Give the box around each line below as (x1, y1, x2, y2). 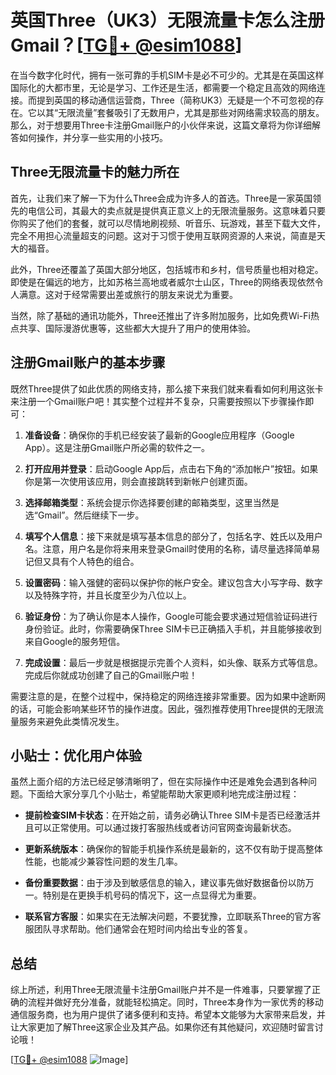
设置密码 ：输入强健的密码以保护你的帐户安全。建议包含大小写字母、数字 (24, 576, 323, 588)
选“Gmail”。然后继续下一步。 (24, 509, 145, 521)
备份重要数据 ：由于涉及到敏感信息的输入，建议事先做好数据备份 (24, 877, 288, 889)
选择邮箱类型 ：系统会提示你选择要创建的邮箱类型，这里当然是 (24, 496, 280, 508)
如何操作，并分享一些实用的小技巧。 (18, 131, 168, 143)
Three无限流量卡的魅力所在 (10, 164, 180, 181)
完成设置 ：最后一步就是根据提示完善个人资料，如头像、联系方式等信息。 (24, 656, 323, 668)
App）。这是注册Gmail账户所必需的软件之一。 (24, 441, 210, 453)
